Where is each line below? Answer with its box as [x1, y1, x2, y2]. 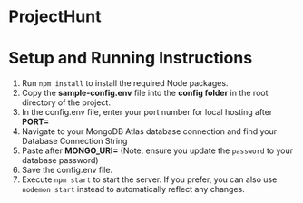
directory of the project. [21, 97, 111, 108]
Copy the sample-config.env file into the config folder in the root [21, 88, 269, 99]
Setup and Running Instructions [8, 48, 253, 69]
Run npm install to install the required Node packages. [21, 78, 229, 89]
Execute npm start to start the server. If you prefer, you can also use [21, 174, 278, 185]
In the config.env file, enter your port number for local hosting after [21, 107, 273, 118]
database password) [21, 155, 99, 166]
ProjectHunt [8, 6, 102, 27]
